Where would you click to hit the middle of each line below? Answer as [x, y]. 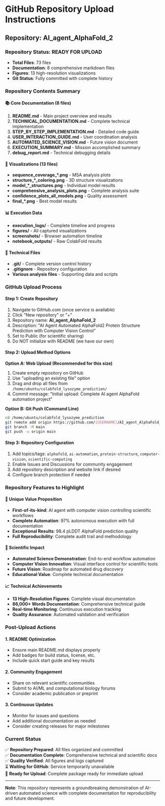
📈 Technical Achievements [34, 586]
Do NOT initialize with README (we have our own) [63, 341]
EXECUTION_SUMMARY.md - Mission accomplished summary [76, 147]
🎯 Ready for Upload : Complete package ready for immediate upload [74, 774]
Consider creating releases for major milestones [61, 726]
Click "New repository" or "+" [42, 315]
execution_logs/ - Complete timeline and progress [64, 226]
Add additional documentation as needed [54, 721]
